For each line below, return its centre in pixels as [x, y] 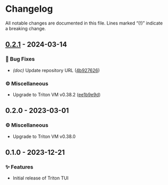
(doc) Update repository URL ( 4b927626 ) [56, 70]
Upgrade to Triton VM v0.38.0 [44, 136]
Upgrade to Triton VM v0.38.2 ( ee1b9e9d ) [57, 95]
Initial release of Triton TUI [41, 178]
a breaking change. [26, 28]
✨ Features [19, 167]
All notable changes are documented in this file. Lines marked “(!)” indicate [84, 23]
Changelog [29, 9]
